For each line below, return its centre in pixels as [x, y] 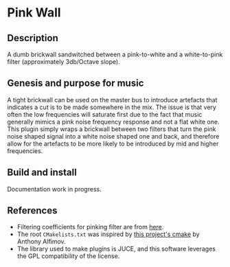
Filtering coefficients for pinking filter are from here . [90, 227]
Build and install [42, 173]
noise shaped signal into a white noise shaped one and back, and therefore [113, 136]
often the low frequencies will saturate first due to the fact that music [105, 114]
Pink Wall [34, 13]
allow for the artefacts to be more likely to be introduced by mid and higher [113, 143]
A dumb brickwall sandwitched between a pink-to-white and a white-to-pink [115, 54]
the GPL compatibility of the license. [68, 256]
